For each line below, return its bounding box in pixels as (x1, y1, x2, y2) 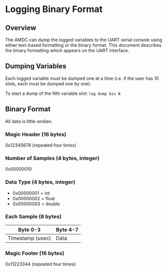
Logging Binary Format (5, 4, 103, 15)
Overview (5, 24, 37, 32)
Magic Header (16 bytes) (5, 130, 66, 138)
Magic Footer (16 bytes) (5, 249, 64, 256)
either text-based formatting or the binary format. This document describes (5, 42, 162, 48)
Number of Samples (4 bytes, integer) (5, 155, 100, 162)
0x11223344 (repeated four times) (5, 261, 76, 267)
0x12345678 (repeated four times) (5, 142, 76, 148)
